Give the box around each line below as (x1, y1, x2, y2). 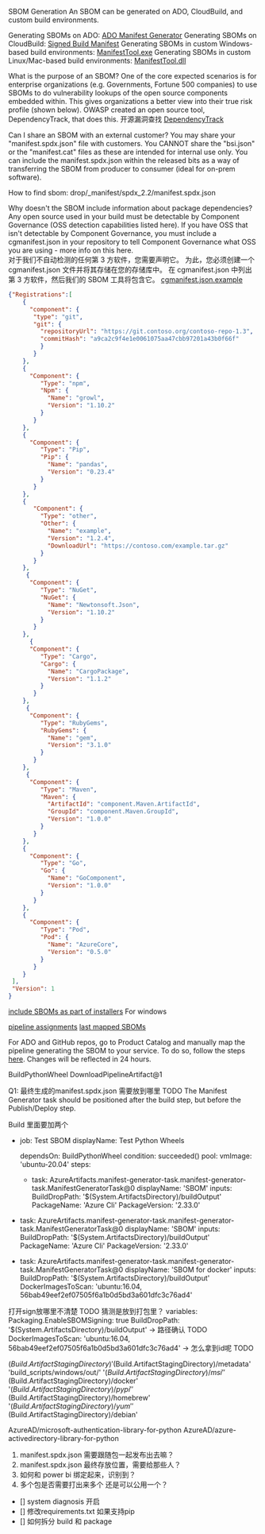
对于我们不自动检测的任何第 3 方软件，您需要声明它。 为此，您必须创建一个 (8, 255, 255, 265)
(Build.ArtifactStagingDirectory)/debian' (8, 1410, 138, 1419)
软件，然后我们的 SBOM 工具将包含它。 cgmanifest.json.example (30, 275, 244, 284)
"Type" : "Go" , (40, 860, 87, 867)
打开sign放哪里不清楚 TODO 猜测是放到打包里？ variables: (8, 1307, 198, 1316)
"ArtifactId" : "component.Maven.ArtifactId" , (47, 800, 201, 809)
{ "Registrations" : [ (8, 291, 73, 299)
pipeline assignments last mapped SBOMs (8, 1022, 147, 1031)
